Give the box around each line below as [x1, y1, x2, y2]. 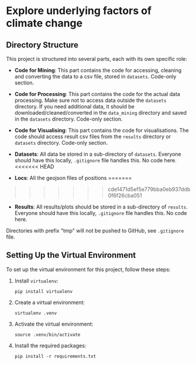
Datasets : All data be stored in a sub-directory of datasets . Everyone [14, 151, 181, 158]
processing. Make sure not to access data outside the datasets [14, 97, 167, 104]
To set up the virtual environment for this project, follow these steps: [6, 265, 171, 273]
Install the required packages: [14, 342, 87, 349]
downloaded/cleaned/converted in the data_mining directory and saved [14, 110, 187, 116]
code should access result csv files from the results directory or [14, 133, 171, 140]
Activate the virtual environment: [14, 320, 94, 328]
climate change [6, 16, 83, 30]
